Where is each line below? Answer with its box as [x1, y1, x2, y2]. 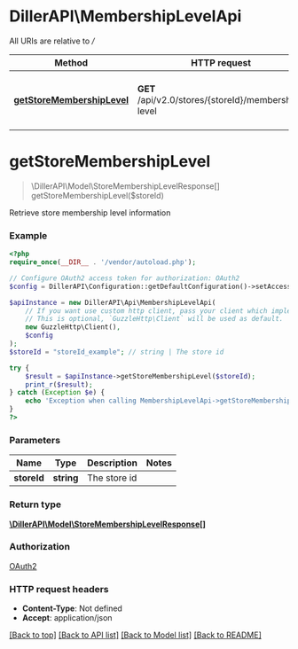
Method [54, 56, 89, 68]
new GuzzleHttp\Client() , [25, 323, 122, 332]
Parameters [9, 434, 60, 446]
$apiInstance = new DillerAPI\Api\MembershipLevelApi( [9, 298, 216, 307]
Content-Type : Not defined [21, 603, 122, 614]
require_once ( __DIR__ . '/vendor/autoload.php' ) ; [9, 258, 197, 267]
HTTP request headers [9, 583, 109, 595]
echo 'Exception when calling [25, 396, 137, 405]
